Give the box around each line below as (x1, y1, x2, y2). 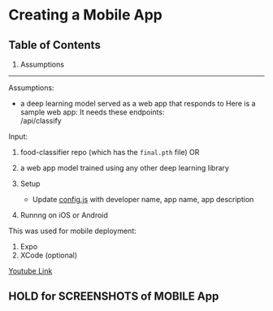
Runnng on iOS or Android (19, 210, 108, 220)
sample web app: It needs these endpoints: (19, 107, 165, 117)
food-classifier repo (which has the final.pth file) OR (19, 148, 200, 157)
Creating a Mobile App (8, 6, 162, 24)
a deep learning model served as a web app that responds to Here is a (19, 99, 256, 108)
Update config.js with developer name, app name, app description (32, 195, 254, 204)
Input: (8, 132, 28, 141)
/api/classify (19, 116, 63, 125)
